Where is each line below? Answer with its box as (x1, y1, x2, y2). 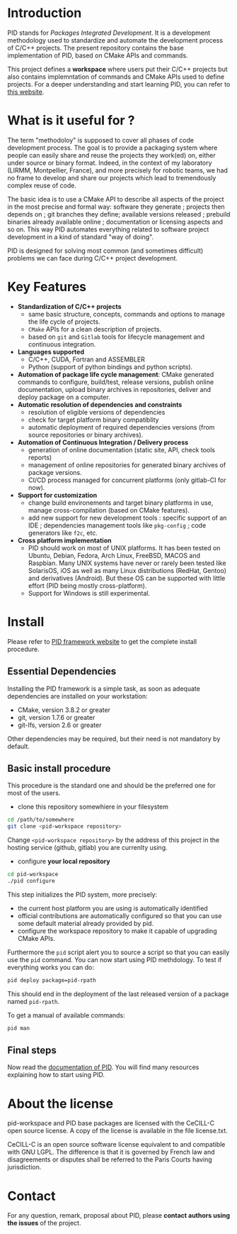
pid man (7, 1025, 30, 1032)
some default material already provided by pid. (17, 919, 154, 927)
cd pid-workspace (7, 871, 59, 878)
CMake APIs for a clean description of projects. (28, 324, 161, 333)
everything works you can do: (7, 963, 94, 971)
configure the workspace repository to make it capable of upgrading (17, 927, 217, 935)
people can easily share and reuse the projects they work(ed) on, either (7, 151, 216, 159)
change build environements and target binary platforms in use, (28, 498, 214, 507)
